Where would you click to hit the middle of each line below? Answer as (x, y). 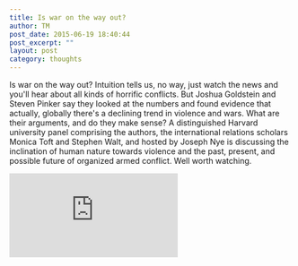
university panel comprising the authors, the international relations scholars (149, 132)
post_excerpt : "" (42, 43)
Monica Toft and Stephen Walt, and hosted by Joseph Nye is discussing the (149, 142)
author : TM (30, 26)
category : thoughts (46, 59)
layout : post (34, 51)
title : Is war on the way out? (68, 17)
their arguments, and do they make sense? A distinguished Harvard (134, 123)
